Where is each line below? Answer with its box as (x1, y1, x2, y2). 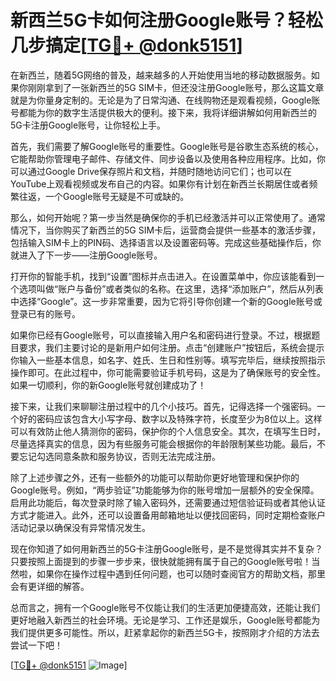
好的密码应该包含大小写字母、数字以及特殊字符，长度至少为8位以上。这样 (18, 412, 323, 425)
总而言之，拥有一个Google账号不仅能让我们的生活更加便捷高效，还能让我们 (10, 601, 321, 613)
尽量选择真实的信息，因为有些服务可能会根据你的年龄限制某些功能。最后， (10, 437, 317, 450)
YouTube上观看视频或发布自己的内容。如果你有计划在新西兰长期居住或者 (10, 177, 310, 190)
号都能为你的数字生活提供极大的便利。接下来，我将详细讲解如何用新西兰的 (10, 106, 317, 118)
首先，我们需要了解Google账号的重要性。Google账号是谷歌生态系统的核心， (10, 140, 324, 152)
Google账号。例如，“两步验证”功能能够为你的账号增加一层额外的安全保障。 (10, 484, 320, 496)
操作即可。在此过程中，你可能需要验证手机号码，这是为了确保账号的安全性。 (10, 366, 326, 378)
